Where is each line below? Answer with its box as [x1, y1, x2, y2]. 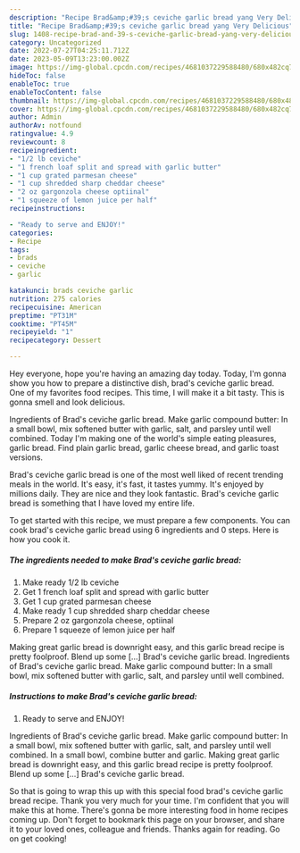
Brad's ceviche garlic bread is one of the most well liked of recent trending [9, 470, 284, 480]
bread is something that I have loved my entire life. [9, 498, 195, 508]
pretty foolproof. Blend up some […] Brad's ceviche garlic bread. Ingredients [9, 651, 290, 662]
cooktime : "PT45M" [9, 319, 78, 329]
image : [9, 63, 34, 72]
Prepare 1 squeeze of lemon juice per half [21, 624, 176, 635]
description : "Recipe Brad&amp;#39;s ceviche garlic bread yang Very [9, 13, 274, 22]
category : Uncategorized [9, 38, 102, 47]
